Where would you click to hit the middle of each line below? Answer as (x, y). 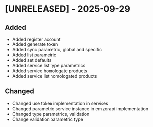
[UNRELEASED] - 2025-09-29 (68, 9)
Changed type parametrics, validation (51, 114)
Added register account (36, 39)
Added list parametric (34, 55)
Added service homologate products (50, 71)
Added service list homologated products (54, 76)
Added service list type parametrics (49, 65)
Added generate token (35, 44)
